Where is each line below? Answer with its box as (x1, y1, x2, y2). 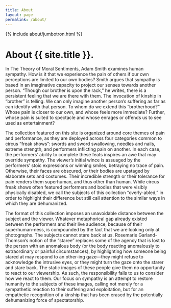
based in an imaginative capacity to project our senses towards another (5, 82, 156, 88)
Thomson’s (5, 238, 29, 244)
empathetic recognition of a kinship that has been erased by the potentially (5, 292, 163, 298)
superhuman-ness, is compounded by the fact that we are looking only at (5, 227, 160, 233)
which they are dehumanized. (5, 200, 68, 207)
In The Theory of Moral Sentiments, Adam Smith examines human (5, 66, 144, 72)
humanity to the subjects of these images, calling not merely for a (5, 281, 143, 287)
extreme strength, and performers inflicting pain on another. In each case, (5, 146, 161, 152)
